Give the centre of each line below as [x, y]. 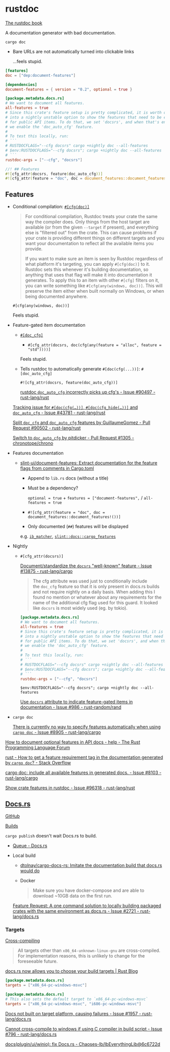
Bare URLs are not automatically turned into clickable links [73, 51]
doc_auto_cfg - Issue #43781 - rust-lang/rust [59, 413]
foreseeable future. [38, 962]
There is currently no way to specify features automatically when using [87, 727]
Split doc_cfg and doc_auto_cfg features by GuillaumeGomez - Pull [81, 423]
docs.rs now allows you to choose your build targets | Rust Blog [72, 971]
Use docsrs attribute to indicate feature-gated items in [76, 702]
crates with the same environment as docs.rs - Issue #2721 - [76, 911]
